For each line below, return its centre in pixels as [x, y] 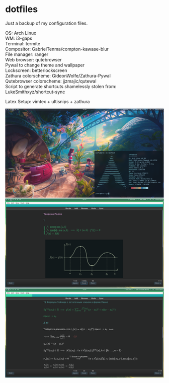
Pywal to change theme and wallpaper [45, 65]
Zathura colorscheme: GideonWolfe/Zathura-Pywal [58, 75]
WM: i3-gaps [19, 38]
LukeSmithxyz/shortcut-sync [35, 92]
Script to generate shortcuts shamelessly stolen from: [61, 86]
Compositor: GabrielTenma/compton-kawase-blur [57, 49]
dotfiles [22, 9]
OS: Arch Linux [21, 33]
